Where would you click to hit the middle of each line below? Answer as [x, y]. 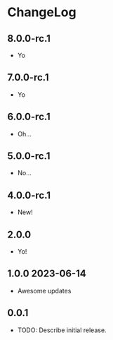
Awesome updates [44, 291]
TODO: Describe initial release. [62, 330]
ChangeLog [42, 12]
